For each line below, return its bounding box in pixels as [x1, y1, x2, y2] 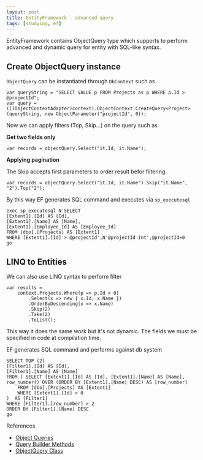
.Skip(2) [28, 306, 51, 312]
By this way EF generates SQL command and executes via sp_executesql [6, 196, 191, 203]
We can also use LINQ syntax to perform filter [6, 273, 122, 280]
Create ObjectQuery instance [6, 61, 121, 72]
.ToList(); [28, 317, 56, 323]
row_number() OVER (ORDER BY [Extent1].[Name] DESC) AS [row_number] [6, 379, 188, 385]
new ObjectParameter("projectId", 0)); [45, 111, 147, 117]
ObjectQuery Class [15, 447, 63, 454]
